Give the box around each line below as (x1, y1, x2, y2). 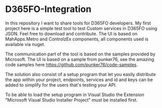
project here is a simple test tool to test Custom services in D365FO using (5, 25, 157, 31)
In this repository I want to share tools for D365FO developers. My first (5, 20, 151, 26)
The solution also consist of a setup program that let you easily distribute (5, 71, 156, 77)
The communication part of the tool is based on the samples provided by (5, 51, 155, 57)
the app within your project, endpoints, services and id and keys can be (5, 76, 153, 82)
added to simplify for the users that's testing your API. (5, 81, 117, 88)
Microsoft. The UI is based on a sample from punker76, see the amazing (5, 56, 154, 62)
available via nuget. (5, 41, 45, 47)
